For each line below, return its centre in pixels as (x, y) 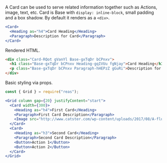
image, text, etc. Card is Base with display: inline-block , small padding (80, 12)
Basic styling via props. (29, 82)
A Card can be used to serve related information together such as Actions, (81, 7)
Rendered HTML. (23, 50)
